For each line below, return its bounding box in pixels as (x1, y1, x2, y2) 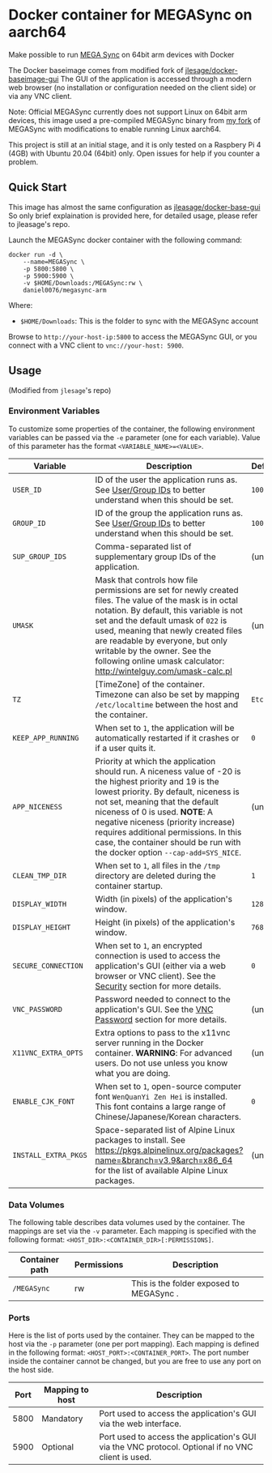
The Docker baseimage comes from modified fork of (8, 65, 184, 75)
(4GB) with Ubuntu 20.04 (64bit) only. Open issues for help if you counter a (8, 148, 261, 158)
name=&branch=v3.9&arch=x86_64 (95, 1155, 233, 1166)
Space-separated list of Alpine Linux (95, 1124, 236, 1135)
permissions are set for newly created (95, 584, 239, 596)
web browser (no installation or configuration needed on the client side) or (8, 83, 257, 92)
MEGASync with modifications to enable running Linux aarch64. (8, 124, 221, 134)
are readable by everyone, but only (95, 634, 228, 646)
